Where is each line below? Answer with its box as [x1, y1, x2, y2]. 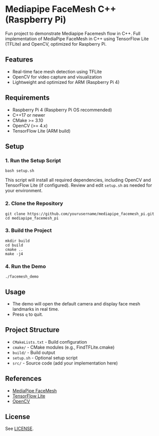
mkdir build [5, 238, 30, 243]
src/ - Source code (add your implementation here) [12, 360, 118, 366]
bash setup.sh [5, 168, 35, 173]
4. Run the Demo [5, 263, 46, 270]
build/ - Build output [12, 349, 56, 356]
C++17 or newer [12, 112, 46, 118]
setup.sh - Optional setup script [12, 355, 78, 361]
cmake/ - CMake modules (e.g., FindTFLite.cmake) [12, 344, 115, 350]
